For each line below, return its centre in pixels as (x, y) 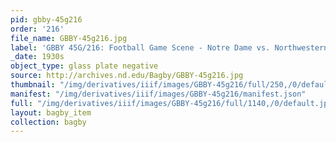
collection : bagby (48, 122)
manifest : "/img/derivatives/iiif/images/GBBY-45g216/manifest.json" (158, 94)
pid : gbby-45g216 (46, 19)
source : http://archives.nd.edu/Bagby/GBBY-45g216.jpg (127, 76)
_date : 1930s (37, 57)
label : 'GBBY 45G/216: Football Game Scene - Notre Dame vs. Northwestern (169, 47)
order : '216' (37, 29)
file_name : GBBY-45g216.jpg (69, 38)
